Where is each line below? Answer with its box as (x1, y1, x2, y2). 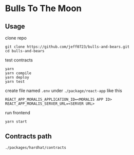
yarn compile (5, 71, 32, 76)
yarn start (5, 119, 27, 124)
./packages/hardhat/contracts (5, 145, 67, 150)
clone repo (5, 35, 27, 41)
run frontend (5, 110, 31, 115)
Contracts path (5, 132, 52, 140)
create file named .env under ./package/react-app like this (5, 88, 122, 93)
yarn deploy (5, 75, 29, 80)
